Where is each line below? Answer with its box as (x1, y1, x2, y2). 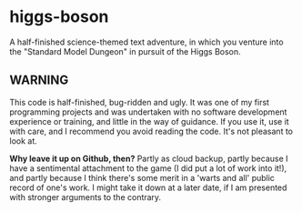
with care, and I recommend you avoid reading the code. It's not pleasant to (9, 126, 294, 136)
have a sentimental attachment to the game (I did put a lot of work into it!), (9, 162, 287, 174)
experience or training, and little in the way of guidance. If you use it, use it (9, 116, 289, 126)
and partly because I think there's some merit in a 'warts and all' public (9, 172, 276, 183)
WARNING (9, 73, 69, 88)
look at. (9, 135, 38, 146)
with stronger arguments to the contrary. (9, 191, 162, 202)
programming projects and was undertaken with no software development (9, 106, 287, 117)
